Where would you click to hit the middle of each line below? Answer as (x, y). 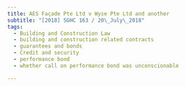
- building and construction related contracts (84, 40)
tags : (15, 27)
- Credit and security (46, 53)
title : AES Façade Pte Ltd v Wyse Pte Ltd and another (88, 14)
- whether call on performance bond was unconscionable (96, 66)
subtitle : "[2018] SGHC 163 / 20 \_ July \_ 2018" (76, 20)
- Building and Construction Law (62, 33)
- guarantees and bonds (48, 46)
